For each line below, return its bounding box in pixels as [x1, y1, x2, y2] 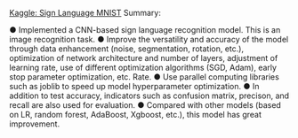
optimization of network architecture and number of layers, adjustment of [9, 53, 278, 63]
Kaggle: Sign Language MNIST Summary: [9, 8, 162, 18]
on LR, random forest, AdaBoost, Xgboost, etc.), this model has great [9, 110, 262, 119]
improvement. [9, 119, 60, 129]
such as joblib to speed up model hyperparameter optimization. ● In [9, 81, 260, 91]
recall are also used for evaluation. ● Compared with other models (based [9, 100, 282, 110]
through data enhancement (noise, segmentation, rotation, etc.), [9, 43, 245, 54]
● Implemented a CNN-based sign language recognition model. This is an [9, 25, 281, 34]
